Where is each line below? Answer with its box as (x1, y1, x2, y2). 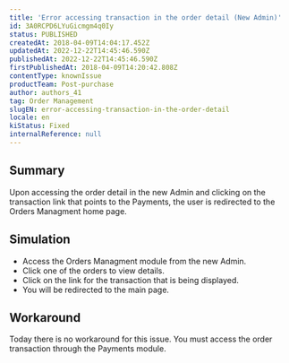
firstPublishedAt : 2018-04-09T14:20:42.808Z (9, 64, 178, 73)
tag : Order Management (9, 96, 94, 106)
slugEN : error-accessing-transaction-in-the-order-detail (9, 105, 230, 114)
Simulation (9, 232, 71, 247)
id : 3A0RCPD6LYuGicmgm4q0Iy (9, 22, 115, 30)
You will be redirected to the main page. (21, 284, 170, 295)
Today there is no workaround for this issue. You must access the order (9, 333, 273, 345)
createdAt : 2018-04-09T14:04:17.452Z (9, 38, 150, 48)
